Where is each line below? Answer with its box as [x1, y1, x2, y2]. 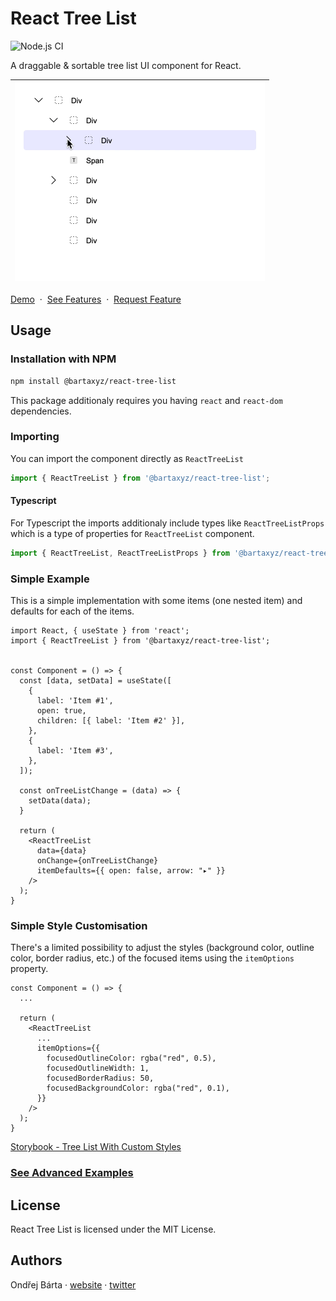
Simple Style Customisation [10, 918, 148, 932]
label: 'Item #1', [36, 696, 114, 706]
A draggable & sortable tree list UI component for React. [10, 59, 242, 71]
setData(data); [28, 796, 92, 806]
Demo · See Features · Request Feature [10, 293, 182, 305]
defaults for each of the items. [10, 605, 135, 617]
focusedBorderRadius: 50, [46, 1073, 155, 1084]
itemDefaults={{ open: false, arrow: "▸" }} [36, 866, 226, 876]
